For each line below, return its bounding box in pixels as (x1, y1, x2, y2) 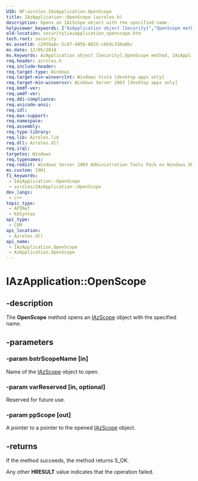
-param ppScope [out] (6, 411, 71, 419)
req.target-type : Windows (6, 69, 70, 75)
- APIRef (8, 205, 31, 212)
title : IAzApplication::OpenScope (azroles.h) (6, 14, 123, 20)
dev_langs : (6, 189, 33, 195)
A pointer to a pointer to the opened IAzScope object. (6, 424, 136, 432)
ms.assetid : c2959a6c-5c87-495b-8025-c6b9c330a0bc (6, 42, 133, 48)
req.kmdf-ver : (6, 85, 41, 91)
